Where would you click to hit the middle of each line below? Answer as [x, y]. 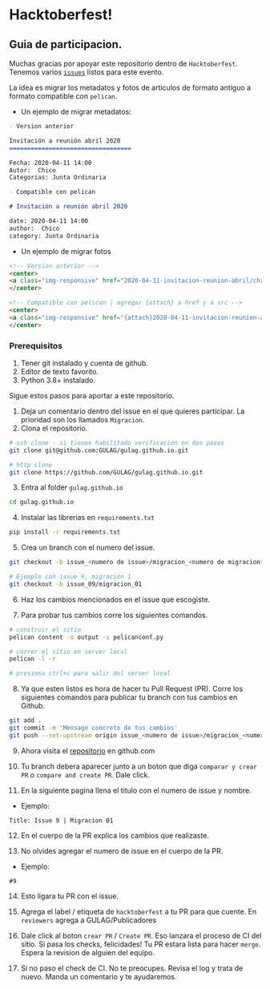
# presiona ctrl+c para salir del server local [90, 674]
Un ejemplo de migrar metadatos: [76, 111]
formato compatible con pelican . [63, 96]
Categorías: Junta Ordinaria [58, 178]
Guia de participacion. [66, 44]
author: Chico [34, 228]
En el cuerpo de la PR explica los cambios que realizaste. [115, 835]
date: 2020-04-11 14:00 [49, 221]
